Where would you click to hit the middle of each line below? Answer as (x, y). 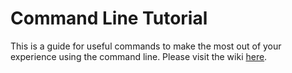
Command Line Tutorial (109, 18)
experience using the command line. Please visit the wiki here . (139, 56)
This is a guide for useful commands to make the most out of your (146, 46)
